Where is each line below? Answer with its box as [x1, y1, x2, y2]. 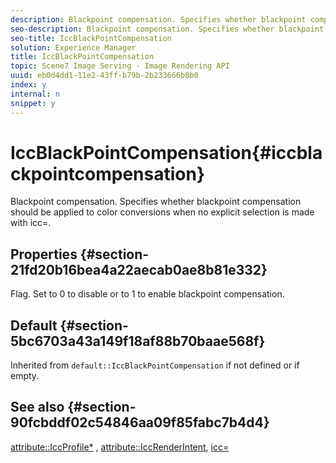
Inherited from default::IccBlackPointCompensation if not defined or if [10, 359, 300, 371]
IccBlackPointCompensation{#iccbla [10, 141, 323, 164]
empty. [10, 370, 40, 382]
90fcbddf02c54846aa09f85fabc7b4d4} [10, 414, 270, 431]
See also [10, 399, 65, 416]
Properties [10, 246, 78, 263]
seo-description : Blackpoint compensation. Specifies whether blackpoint [10, 24, 325, 34]
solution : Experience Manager [10, 42, 137, 53]
